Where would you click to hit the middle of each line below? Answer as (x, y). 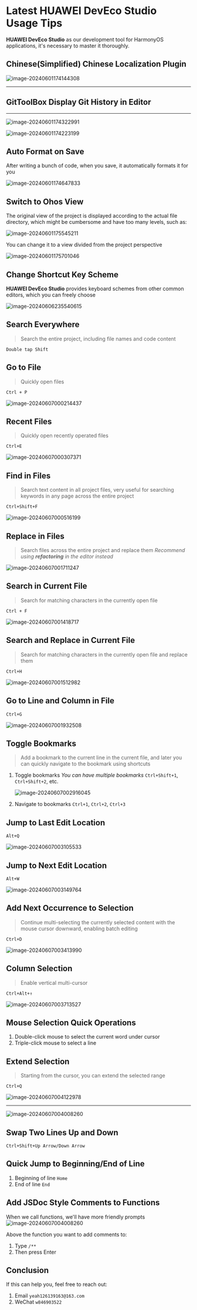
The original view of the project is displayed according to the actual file (92, 216)
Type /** (25, 1246)
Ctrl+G (14, 714)
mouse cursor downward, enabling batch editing (79, 928)
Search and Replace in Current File (71, 640)
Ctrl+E (14, 447)
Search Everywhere (43, 324)
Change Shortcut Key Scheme (62, 275)
